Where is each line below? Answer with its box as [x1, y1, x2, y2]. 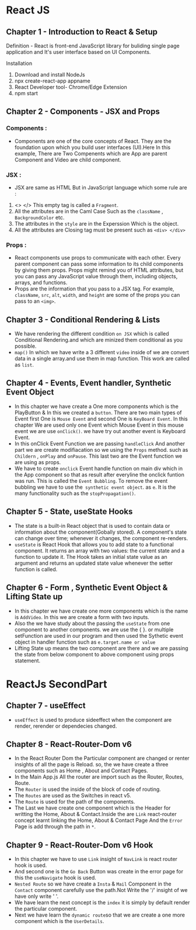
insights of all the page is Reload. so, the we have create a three [14, 761, 169, 768]
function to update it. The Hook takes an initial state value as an [14, 553, 167, 560]
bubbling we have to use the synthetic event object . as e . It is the [14, 483, 176, 490]
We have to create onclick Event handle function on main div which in [14, 465, 183, 472]
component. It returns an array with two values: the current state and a [14, 547, 185, 554]
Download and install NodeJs [14, 71, 86, 78]
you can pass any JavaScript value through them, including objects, [14, 273, 178, 280]
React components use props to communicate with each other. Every [14, 254, 181, 261]
